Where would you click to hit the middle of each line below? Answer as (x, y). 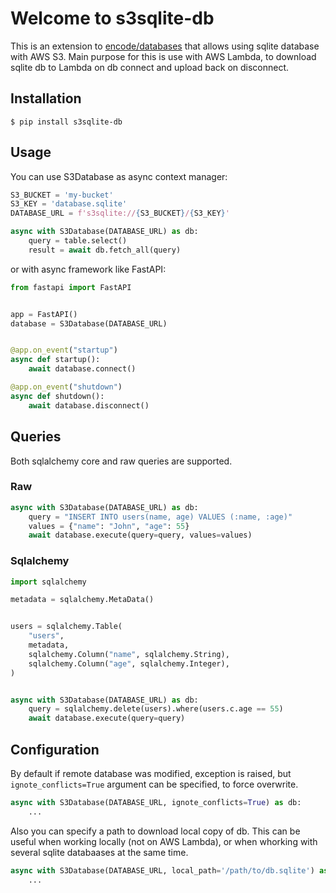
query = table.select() (78, 241)
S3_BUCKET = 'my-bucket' (62, 195)
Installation (46, 98)
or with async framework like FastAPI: (88, 269)
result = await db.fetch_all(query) (105, 250)
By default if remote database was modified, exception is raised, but (151, 774)
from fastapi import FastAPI (71, 287)
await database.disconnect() (89, 405)
